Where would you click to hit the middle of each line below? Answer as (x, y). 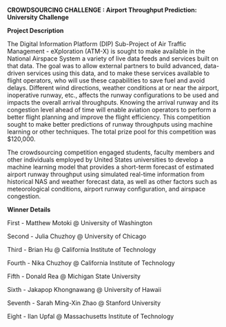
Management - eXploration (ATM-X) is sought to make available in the (106, 51)
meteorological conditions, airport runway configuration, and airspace (106, 189)
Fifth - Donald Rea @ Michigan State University (74, 276)
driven (16, 73)
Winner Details (29, 210)
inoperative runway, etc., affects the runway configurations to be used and (113, 95)
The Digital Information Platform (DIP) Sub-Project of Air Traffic (97, 44)
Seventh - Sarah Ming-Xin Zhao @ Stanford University (84, 303)
